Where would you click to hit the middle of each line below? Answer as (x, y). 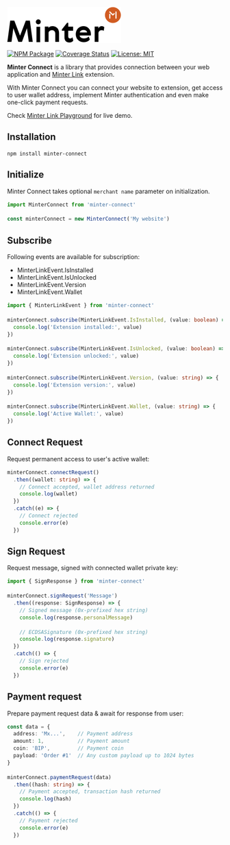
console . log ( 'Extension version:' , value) (75, 385)
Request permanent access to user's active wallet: (78, 458)
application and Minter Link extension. (61, 74)
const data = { (29, 726)
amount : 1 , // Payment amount (72, 741)
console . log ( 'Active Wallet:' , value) (69, 414)
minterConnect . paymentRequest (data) (59, 777)
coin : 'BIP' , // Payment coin (69, 748)
